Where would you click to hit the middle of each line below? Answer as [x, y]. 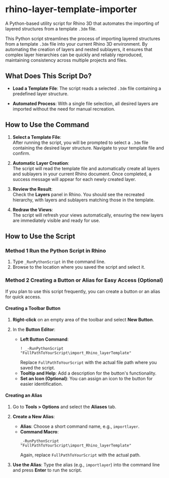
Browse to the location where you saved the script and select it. [79, 267]
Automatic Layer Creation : [41, 163]
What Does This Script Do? [49, 76]
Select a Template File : [37, 137]
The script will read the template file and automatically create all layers [86, 168]
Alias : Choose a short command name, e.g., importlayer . [80, 426]
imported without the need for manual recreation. [64, 109]
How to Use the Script [40, 236]
